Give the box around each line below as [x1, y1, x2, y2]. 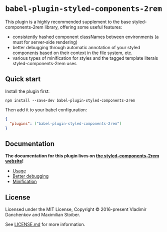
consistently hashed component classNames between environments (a [12, 34, 159, 40]
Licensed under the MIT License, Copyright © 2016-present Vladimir [5, 206, 146, 212]
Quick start [5, 75, 41, 84]
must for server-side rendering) [12, 39, 77, 45]
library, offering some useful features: [44, 24, 122, 30]
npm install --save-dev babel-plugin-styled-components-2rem [5, 98, 135, 103]
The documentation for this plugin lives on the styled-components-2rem [5, 153, 159, 159]
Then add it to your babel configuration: [5, 107, 87, 113]
